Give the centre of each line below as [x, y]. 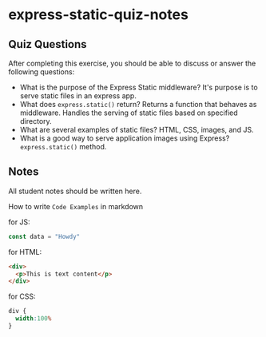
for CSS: [22, 296]
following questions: [42, 72]
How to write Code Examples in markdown [76, 206]
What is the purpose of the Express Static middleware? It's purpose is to [139, 87]
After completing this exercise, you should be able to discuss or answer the [132, 63]
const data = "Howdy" [44, 236]
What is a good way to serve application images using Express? [125, 138]
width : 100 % [34, 319]
